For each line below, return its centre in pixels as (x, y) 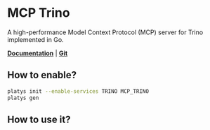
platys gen (23, 98)
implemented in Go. (36, 39)
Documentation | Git (38, 53)
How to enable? (42, 75)
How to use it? (39, 119)
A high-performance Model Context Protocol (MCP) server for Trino (105, 32)
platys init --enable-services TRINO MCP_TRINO (78, 91)
